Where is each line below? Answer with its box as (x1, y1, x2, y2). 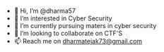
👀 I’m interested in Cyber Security (13, 14, 112, 22)
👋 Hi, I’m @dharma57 (13, 7, 76, 15)
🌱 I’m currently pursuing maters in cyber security (13, 22, 157, 30)
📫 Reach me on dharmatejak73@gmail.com (13, 37, 143, 45)
